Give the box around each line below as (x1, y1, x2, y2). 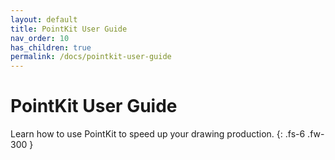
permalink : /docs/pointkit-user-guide (10, 52, 172, 62)
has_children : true (10, 42, 92, 53)
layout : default (10, 14, 78, 25)
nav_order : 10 (10, 33, 70, 43)
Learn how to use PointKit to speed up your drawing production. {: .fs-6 (10, 128, 306, 140)
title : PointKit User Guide (10, 24, 128, 34)
